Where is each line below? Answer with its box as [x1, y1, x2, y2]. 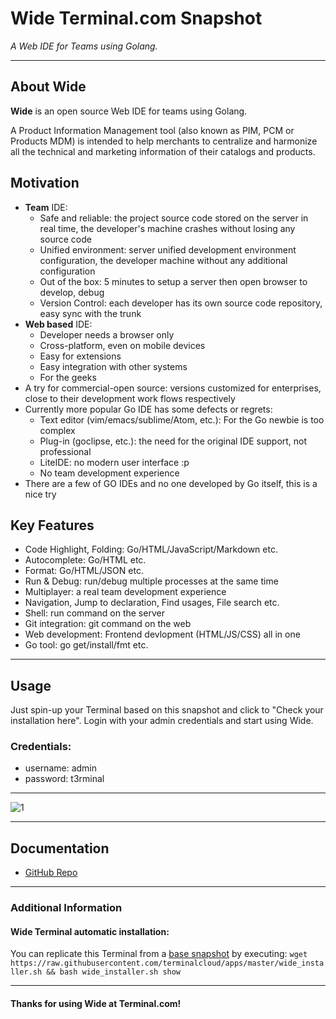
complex [39, 424, 76, 436]
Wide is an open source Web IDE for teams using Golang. [10, 105, 248, 117]
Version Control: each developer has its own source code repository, [39, 297, 323, 309]
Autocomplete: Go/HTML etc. [24, 554, 147, 566]
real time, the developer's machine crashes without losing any [39, 222, 296, 234]
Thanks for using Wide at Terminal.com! [10, 998, 182, 1010]
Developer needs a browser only [39, 328, 175, 341]
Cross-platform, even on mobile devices [39, 339, 206, 351]
